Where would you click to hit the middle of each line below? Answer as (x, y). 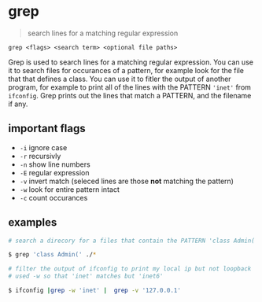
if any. (18, 104)
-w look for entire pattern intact (69, 189)
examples (33, 223)
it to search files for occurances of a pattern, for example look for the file (126, 70)
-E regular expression (54, 172)
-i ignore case (43, 147)
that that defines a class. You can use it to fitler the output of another (120, 79)
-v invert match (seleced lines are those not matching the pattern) (127, 181)
